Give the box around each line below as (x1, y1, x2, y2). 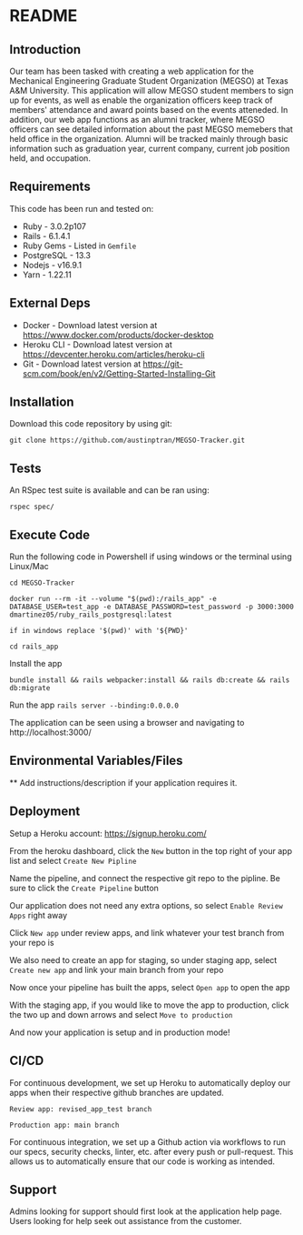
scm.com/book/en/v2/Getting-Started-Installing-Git (22, 367, 216, 378)
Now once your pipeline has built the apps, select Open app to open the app (9, 981, 290, 992)
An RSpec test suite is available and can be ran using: (9, 485, 210, 496)
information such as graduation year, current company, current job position (9, 143, 290, 154)
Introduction (9, 42, 82, 57)
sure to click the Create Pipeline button (9, 882, 159, 893)
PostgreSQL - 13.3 (22, 249, 91, 260)
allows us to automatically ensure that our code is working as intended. (9, 1156, 275, 1167)
